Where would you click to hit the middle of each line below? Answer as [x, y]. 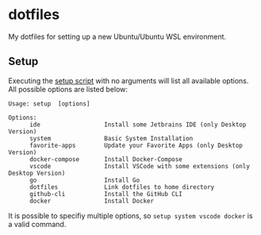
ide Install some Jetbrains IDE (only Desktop [138, 125]
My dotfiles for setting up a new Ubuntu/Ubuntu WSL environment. [117, 37]
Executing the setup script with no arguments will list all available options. [129, 80]
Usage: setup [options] [49, 104]
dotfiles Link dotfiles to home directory [122, 187]
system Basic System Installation [111, 138]
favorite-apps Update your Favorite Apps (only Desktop [136, 145]
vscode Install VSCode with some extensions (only [139, 166]
